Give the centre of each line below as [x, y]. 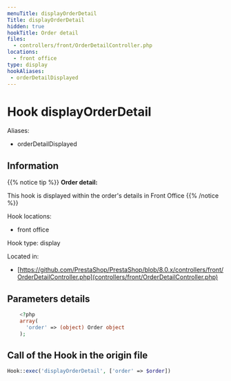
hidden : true [26, 26]
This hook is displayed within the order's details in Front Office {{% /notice [113, 196]
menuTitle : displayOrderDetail [52, 13]
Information [33, 166]
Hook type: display [34, 243]
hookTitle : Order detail [43, 33]
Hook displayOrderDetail [79, 112]
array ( [29, 321]
